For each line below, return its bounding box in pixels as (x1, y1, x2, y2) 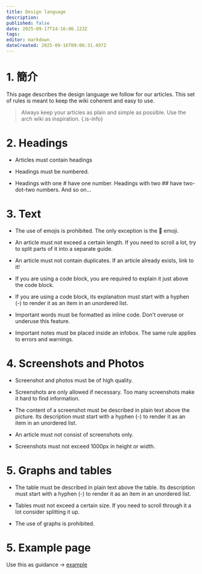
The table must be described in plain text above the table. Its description (14, 484, 195, 491)
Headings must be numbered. (14, 168, 89, 175)
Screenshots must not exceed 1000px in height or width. (14, 443, 156, 450)
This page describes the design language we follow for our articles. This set (6, 90, 195, 98)
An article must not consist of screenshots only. (14, 430, 134, 438)
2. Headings (6, 136, 68, 150)
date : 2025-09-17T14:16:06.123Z (6, 25, 87, 32)
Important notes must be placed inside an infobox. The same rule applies (14, 329, 197, 336)
